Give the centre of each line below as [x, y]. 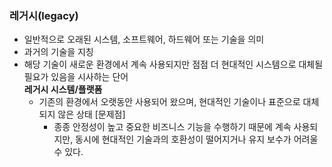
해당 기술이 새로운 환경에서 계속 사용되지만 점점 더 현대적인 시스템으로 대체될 [173, 64]
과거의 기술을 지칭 [58, 52]
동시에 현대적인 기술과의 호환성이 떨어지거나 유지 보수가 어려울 [197, 139]
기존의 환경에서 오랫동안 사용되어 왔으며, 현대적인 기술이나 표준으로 [169, 102]
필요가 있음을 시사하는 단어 [76, 77]
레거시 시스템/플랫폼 [63, 89]
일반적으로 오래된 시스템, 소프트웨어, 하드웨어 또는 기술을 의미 [144, 39]
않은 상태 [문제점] [91, 114]
